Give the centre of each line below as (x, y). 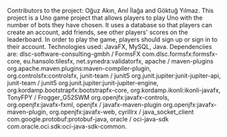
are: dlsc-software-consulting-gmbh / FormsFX (74, 54)
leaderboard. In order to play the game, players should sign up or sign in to (112, 40)
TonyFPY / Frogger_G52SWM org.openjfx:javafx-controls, (88, 97)
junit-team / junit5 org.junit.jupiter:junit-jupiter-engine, (83, 83)
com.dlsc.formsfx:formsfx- (180, 54)
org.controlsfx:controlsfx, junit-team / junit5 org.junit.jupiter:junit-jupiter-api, (114, 76)
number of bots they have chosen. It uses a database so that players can (110, 25)
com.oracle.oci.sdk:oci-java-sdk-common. (67, 126)
